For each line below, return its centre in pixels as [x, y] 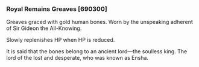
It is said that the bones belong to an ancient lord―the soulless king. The [97, 51]
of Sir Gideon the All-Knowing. [44, 28]
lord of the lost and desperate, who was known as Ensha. [77, 58]
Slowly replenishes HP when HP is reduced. [61, 40]
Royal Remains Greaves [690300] [57, 9]
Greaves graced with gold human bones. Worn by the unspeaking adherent [99, 22]
